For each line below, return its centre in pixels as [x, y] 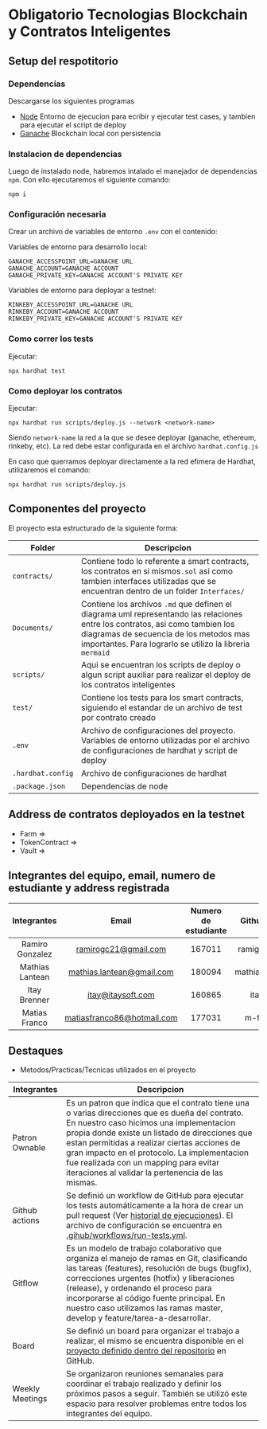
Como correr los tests [51, 339]
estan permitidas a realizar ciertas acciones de [153, 1143]
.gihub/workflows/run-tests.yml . [127, 1235]
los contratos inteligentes [128, 684]
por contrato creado [118, 717]
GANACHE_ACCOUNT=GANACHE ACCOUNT [64, 268]
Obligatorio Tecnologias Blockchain [128, 15]
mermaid [95, 652]
